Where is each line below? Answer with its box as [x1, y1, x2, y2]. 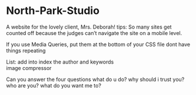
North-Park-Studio [6, 4, 100, 17]
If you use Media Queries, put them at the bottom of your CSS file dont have [6, 41, 191, 48]
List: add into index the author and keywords [6, 58, 114, 65]
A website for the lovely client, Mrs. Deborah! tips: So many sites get [6, 23, 172, 30]
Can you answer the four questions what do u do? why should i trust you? [6, 76, 185, 83]
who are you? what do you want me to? [6, 82, 102, 89]
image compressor [6, 64, 52, 71]
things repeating [6, 47, 46, 54]
